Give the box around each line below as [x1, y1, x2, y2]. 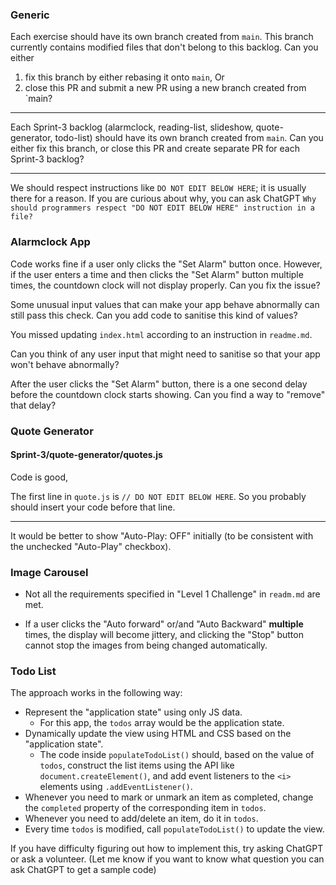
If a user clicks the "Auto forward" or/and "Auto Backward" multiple [24, 618, 304, 630]
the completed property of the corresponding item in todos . [24, 802, 267, 814]
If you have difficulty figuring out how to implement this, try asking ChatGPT [10, 843, 324, 855]
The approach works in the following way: [10, 687, 183, 699]
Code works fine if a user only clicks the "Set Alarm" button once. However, [10, 258, 323, 270]
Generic [10, 8, 50, 22]
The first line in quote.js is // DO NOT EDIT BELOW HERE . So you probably [10, 490, 307, 502]
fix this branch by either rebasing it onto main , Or [24, 71, 225, 83]
